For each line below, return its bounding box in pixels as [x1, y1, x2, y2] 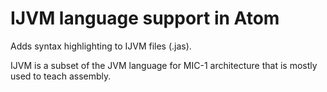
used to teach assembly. [10, 70, 112, 82]
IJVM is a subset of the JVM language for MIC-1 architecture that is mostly [10, 59, 318, 71]
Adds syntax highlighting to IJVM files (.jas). [10, 40, 192, 52]
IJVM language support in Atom [10, 7, 280, 30]
